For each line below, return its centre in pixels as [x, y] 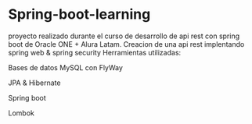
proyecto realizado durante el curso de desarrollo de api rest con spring [124, 36]
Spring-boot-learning [79, 14]
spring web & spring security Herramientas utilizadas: [95, 52]
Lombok [22, 113]
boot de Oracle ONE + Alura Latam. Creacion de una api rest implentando [126, 44]
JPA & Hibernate [34, 83]
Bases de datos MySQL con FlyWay [66, 67]
